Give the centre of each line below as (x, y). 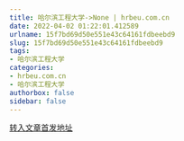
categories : (32, 68)
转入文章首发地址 (41, 128)
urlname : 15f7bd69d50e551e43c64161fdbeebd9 (92, 34)
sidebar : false (38, 101)
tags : (19, 51)
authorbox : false (42, 93)
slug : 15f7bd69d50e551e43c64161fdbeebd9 (87, 43)
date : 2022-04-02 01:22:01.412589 (74, 26)
